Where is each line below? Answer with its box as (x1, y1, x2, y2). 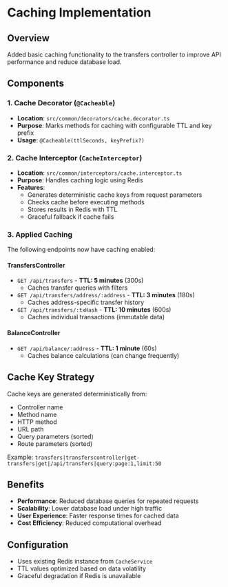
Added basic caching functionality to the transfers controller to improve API (7, 50, 222, 58)
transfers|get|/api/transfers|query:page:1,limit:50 (7, 460, 162, 467)
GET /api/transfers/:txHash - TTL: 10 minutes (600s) (17, 306, 172, 314)
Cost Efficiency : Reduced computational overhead (17, 519, 162, 527)
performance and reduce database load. (7, 58, 122, 66)
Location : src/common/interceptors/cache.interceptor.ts (17, 169, 183, 177)
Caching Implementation (7, 5, 152, 21)
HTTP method (17, 418, 57, 426)
